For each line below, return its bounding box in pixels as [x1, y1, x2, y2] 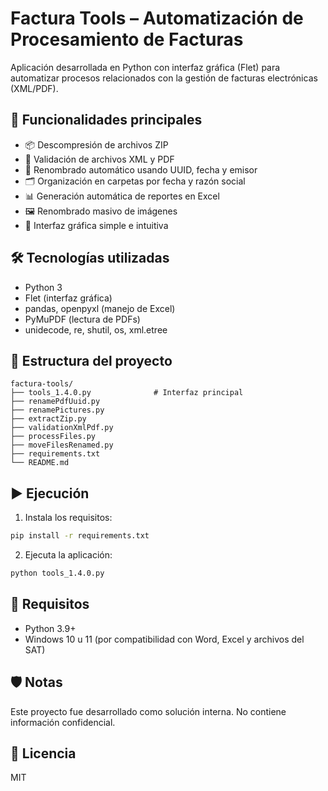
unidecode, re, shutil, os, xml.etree [24, 323, 168, 336]
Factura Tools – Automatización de [10, 7, 304, 30]
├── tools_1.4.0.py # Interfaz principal [10, 388, 244, 398]
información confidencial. [10, 716, 116, 728]
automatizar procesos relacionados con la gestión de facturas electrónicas [10, 72, 318, 84]
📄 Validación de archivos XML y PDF [24, 153, 175, 165]
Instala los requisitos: [24, 512, 113, 524]
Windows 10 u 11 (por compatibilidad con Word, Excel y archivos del [24, 633, 305, 645]
